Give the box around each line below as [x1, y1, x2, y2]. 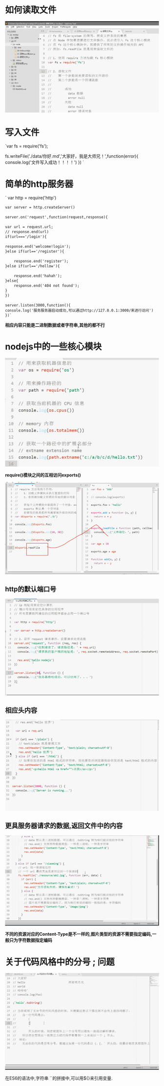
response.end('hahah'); [14, 274, 62, 279]
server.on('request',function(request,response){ [5, 215, 108, 220]
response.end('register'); [14, 259, 69, 264]
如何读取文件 [5, 4, 57, 16]
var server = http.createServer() [5, 205, 76, 210]
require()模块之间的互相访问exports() [5, 472, 82, 478]
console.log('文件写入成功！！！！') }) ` [5, 160, 84, 165]
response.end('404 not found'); [14, 283, 80, 288]
